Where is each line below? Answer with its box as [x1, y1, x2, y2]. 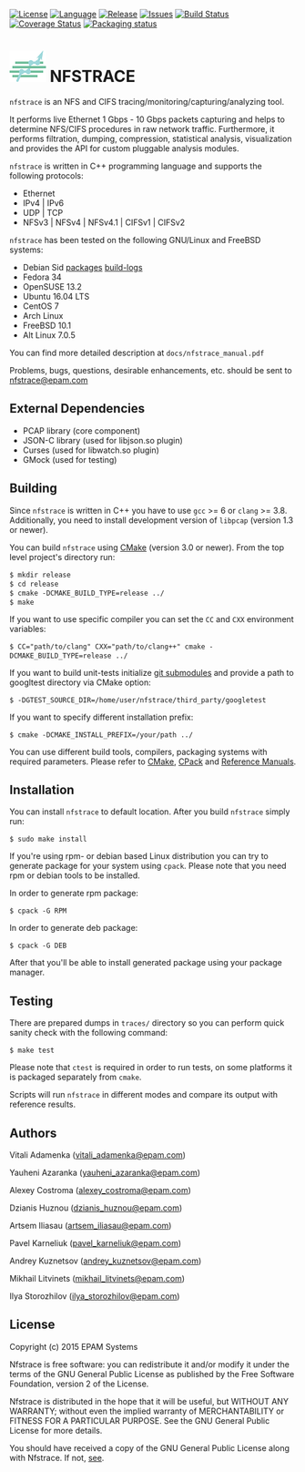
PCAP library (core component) [22, 424, 141, 436]
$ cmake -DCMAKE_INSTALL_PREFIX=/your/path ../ [9, 730, 194, 740]
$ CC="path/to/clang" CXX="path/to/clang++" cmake [9, 642, 206, 651]
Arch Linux [22, 310, 64, 321]
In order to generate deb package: [9, 923, 138, 934]
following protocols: [9, 169, 84, 181]
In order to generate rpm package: [9, 888, 139, 899]
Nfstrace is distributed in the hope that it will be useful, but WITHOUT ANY [9, 1395, 290, 1406]
